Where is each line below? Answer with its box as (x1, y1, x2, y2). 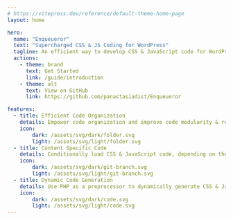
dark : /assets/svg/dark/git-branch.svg (32, 164, 148, 171)
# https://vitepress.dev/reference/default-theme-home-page (7, 10, 185, 17)
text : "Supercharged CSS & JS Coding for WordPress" (13, 42, 169, 49)
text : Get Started (25, 67, 79, 75)
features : (7, 106, 36, 113)
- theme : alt (19, 80, 58, 87)
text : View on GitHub (25, 87, 89, 94)
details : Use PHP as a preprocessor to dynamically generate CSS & (19, 183, 218, 190)
